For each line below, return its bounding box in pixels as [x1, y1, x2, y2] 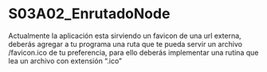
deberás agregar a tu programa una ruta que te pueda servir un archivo [8, 39, 243, 48]
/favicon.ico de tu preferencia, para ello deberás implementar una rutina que [8, 47, 259, 57]
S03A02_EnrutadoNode [8, 5, 171, 23]
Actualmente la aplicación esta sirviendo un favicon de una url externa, [8, 31, 241, 40]
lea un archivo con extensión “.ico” [8, 56, 122, 66]
